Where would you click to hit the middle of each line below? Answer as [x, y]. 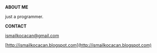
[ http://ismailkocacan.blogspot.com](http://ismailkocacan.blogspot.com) [78, 45]
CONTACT [16, 26]
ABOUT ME [17, 7]
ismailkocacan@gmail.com [32, 36]
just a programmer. [24, 16]
